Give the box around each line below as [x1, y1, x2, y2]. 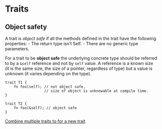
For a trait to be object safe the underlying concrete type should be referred [5, 55, 158, 61]
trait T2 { [5, 101, 27, 106]
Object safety [5, 23, 47, 31]
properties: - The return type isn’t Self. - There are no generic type [5, 41, 138, 47]
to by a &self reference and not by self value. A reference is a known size [5, 61, 154, 66]
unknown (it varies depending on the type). [5, 71, 91, 76]
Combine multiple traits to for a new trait [5, 118, 86, 124]
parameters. [5, 46, 30, 51]
